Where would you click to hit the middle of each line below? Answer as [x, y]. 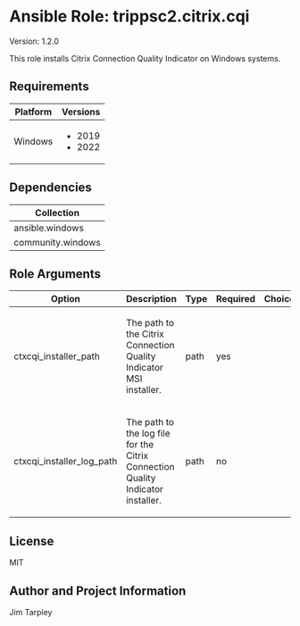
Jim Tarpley [31, 612]
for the [140, 445]
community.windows [57, 242]
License [32, 541]
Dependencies [50, 188]
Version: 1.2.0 [34, 41]
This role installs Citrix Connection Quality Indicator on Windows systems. [145, 58]
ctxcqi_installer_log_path [66, 462]
